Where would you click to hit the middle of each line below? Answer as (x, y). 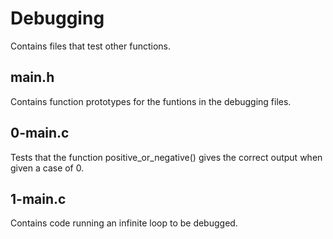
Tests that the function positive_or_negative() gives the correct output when (166, 157)
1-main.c (38, 198)
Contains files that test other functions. (91, 46)
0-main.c (40, 133)
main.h (32, 77)
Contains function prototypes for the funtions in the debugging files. (151, 101)
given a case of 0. (47, 168)
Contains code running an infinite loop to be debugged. (124, 223)
